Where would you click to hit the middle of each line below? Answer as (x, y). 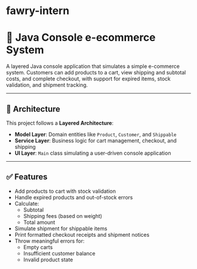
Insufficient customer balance (59, 253)
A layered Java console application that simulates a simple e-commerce (93, 66)
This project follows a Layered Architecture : (60, 123)
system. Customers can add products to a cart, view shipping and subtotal (96, 73)
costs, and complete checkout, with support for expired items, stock (89, 79)
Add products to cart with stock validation (65, 191)
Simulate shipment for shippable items (61, 228)
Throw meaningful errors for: (50, 241)
